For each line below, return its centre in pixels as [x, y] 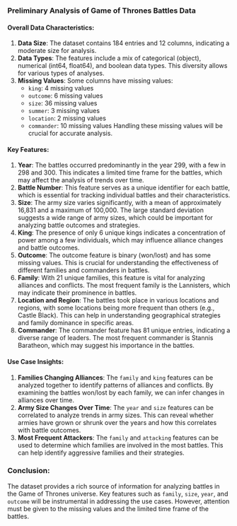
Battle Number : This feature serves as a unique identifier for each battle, [124, 188]
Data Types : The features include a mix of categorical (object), [109, 58]
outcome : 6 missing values [65, 96]
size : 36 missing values [63, 103]
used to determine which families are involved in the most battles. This [120, 445]
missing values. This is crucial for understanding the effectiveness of [118, 263]
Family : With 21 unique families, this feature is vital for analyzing [111, 278]
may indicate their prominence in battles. [77, 293]
